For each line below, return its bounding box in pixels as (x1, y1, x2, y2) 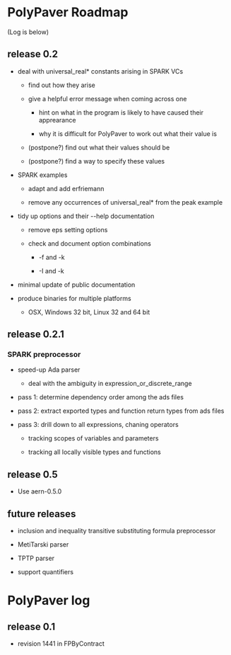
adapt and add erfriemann (28, 184, 105, 193)
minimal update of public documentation (17, 280, 136, 289)
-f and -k (38, 253, 65, 261)
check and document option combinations (28, 239, 152, 248)
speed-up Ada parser (17, 365, 81, 374)
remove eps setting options (28, 225, 108, 234)
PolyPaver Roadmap (7, 4, 129, 21)
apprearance (38, 115, 76, 124)
